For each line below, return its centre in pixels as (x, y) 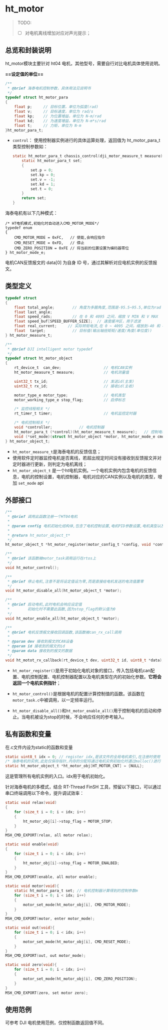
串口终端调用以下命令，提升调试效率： (44, 793)
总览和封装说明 (28, 50)
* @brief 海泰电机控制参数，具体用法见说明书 (49, 88)
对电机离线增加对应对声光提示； (58, 33)
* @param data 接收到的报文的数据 (40, 651)
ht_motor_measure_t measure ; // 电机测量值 (71, 372)
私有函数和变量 (28, 734)
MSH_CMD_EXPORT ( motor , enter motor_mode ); (50, 919)
